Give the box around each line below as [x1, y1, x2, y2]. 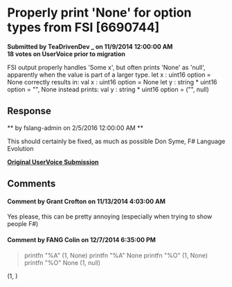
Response [7, 105, 52, 117]
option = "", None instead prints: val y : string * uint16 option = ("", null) [7, 85, 209, 93]
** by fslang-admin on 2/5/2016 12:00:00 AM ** [7, 123, 144, 132]
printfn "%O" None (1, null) [24, 258, 101, 267]
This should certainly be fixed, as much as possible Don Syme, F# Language [7, 137, 226, 145]
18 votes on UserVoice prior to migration [7, 50, 126, 58]
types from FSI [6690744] [7, 19, 160, 35]
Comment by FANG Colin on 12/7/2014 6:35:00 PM [7, 235, 156, 243]
